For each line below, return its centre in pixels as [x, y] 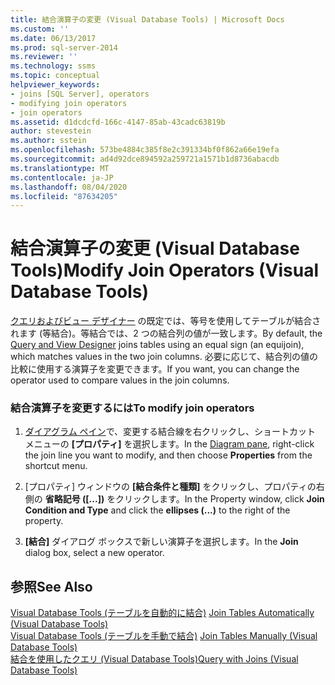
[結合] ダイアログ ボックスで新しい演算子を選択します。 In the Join [161, 542]
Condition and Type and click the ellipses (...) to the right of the [157, 510]
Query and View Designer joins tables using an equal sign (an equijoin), [157, 345]
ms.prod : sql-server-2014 [64, 47]
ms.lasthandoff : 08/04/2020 [69, 187]
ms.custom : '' [40, 29]
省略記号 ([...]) [74, 499]
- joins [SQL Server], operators [80, 94]
